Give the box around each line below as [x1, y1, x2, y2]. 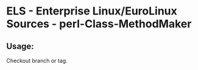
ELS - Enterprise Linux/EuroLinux [6, 4, 178, 18]
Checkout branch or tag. [6, 57, 68, 64]
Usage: [6, 41, 35, 51]
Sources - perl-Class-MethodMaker [6, 17, 192, 31]
